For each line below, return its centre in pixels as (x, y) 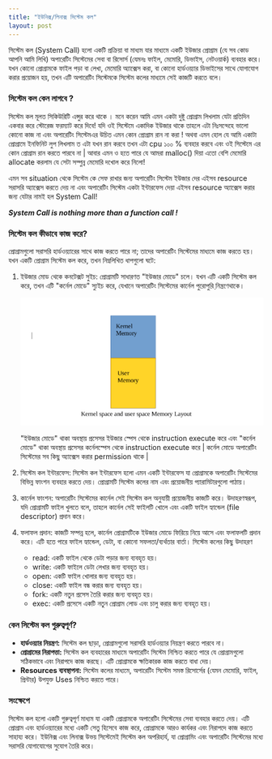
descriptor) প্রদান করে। (53, 517)
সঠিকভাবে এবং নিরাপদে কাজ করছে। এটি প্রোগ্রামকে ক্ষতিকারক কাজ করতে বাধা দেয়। (116, 661)
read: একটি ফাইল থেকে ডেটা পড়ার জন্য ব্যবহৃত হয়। (95, 558)
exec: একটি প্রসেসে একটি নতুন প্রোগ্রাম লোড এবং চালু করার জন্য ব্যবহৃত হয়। (122, 603)
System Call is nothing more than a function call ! (93, 212)
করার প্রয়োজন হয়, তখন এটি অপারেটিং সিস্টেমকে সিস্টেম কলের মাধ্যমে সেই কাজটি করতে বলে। (115, 77)
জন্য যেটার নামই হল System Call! (53, 196)
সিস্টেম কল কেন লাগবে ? (41, 99)
